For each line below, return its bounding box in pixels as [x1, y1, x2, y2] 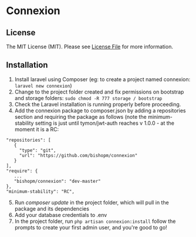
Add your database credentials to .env [14, 211, 107, 218]
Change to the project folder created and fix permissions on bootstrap [14, 88, 184, 95]
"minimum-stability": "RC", [6, 188, 75, 195]
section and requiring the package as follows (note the [14, 113, 147, 120]
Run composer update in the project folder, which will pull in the [14, 199, 169, 206]
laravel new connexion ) [14, 82, 72, 89]
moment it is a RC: [14, 125, 59, 133]
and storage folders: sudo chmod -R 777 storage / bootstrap [14, 94, 163, 101]
